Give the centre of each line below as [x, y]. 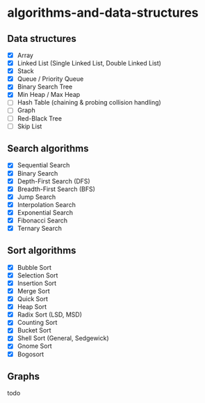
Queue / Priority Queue [50, 79]
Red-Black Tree [40, 118]
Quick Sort [33, 299]
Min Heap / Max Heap [49, 95]
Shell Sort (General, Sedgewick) [63, 338]
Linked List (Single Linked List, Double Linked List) [89, 63]
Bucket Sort [34, 330]
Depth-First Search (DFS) [54, 181]
